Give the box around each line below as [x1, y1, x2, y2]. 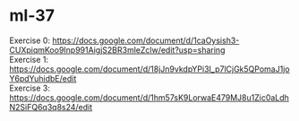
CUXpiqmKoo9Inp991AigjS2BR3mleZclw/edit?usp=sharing [9, 44, 226, 55]
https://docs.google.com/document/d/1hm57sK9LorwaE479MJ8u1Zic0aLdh [9, 91, 289, 103]
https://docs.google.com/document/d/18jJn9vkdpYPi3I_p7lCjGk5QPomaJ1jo [9, 64, 290, 74]
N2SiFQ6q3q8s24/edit [9, 101, 93, 112]
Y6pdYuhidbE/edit [9, 73, 77, 83]
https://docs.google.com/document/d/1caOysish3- [52, 35, 240, 46]
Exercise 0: [9, 35, 51, 46]
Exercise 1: [9, 54, 49, 65]
